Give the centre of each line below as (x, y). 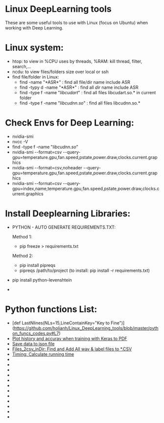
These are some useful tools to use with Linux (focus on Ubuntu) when (77, 23)
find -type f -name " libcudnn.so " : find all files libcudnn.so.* (80, 103)
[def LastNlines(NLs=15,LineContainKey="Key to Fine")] (68, 323)
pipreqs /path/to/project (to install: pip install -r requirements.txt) (85, 270)
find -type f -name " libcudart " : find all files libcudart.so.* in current (88, 92)
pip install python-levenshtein (42, 280)
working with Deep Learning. (34, 27)
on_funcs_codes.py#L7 (35, 333)
